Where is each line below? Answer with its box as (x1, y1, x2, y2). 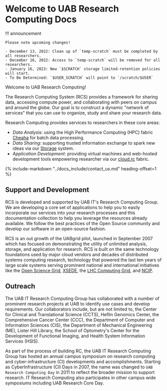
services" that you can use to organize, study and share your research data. (5, 110, 162, 116)
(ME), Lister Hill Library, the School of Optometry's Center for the (5, 327, 139, 333)
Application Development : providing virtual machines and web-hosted (12, 150, 157, 156)
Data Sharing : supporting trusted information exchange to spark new (12, 140, 155, 146)
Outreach (5, 282, 36, 290)
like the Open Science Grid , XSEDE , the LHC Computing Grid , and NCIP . (5, 267, 154, 273)
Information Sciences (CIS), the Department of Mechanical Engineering (5, 322, 152, 328)
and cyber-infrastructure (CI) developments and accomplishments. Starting (5, 358, 161, 364)
